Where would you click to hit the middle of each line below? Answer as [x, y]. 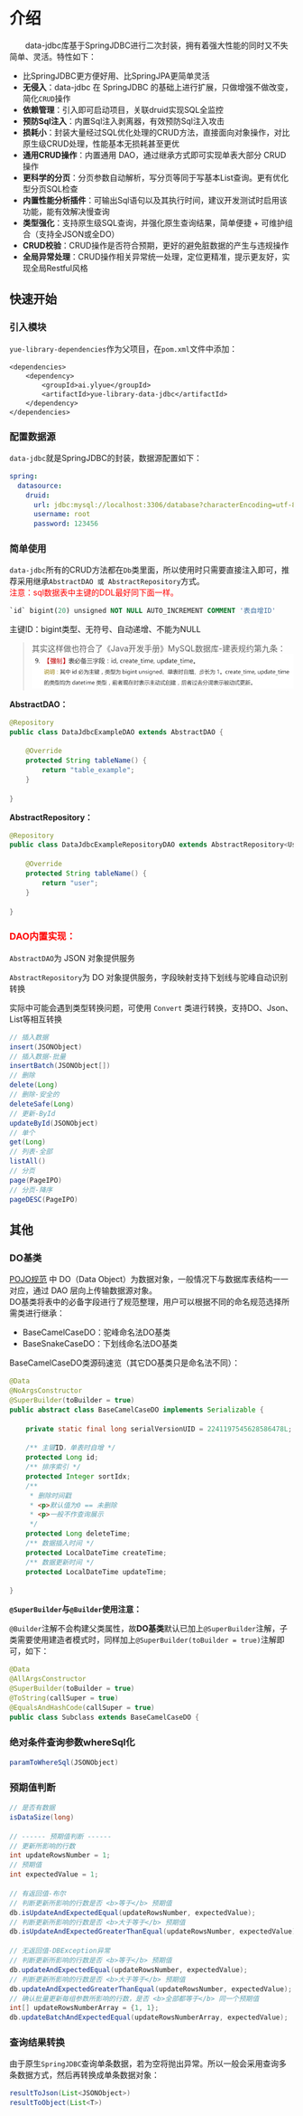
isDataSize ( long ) [42, 1817]
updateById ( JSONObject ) [54, 1123]
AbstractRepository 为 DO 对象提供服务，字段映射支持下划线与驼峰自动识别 [149, 977]
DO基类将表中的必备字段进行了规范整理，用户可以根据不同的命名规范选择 [146, 1302]
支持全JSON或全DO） [79, 234]
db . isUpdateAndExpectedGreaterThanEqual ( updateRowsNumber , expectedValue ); [155, 1932]
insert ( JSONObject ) [46, 1047]
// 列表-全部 [31, 1152]
